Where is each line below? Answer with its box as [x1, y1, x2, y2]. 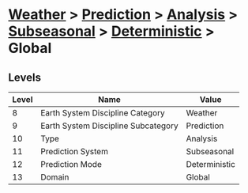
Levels [8, 70, 42, 84]
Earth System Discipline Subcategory [40, 120, 179, 131]
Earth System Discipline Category [40, 108, 166, 118]
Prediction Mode [40, 159, 103, 169]
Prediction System [40, 146, 109, 157]
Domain [40, 172, 70, 183]
